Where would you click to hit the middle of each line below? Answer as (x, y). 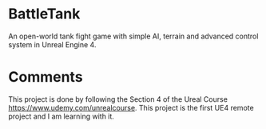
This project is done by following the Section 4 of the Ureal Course (118, 99)
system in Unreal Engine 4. (52, 44)
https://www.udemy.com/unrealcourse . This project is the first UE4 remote (131, 107)
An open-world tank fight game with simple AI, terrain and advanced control (133, 36)
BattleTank (44, 14)
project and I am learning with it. (61, 116)
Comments (46, 77)
